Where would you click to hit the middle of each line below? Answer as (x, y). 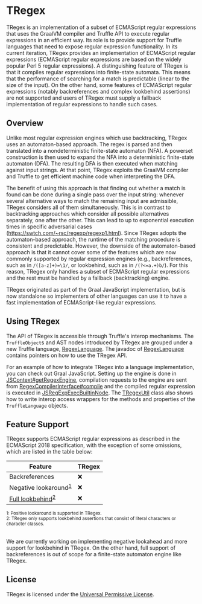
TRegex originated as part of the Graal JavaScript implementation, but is (96, 289)
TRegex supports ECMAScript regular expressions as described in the (93, 439)
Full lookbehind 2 (33, 498)
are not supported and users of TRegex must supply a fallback (84, 98)
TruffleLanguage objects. (37, 405)
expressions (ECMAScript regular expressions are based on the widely (94, 59)
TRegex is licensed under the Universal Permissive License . (80, 594)
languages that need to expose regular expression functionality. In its (92, 47)
